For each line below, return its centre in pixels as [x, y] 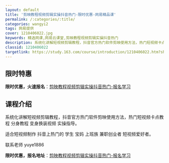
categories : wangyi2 [27, 24]
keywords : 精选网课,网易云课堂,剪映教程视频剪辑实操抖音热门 [62, 38]
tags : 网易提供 [20, 29]
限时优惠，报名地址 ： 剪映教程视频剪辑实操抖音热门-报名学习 [68, 155]
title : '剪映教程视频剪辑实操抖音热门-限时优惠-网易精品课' [61, 15]
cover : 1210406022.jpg [29, 33]
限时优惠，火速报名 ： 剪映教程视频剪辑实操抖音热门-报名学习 [68, 87]
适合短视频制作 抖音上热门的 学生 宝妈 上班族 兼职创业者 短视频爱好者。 [79, 134]
